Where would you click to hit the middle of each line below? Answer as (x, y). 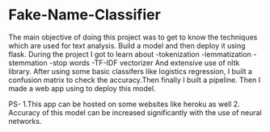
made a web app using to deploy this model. (82, 88)
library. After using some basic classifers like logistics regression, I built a (131, 71)
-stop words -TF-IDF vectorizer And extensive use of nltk (144, 63)
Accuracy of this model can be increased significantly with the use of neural (135, 112)
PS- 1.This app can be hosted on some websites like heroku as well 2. (124, 104)
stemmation (28, 63)
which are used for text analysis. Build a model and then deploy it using (127, 45)
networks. (25, 121)
